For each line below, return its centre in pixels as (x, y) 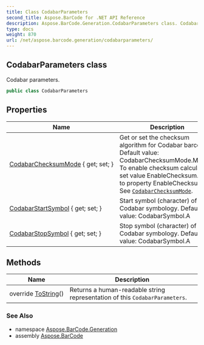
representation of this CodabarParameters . (128, 297)
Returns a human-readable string (117, 290)
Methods (24, 262)
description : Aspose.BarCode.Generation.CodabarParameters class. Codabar (103, 23)
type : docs (20, 29)
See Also (20, 316)
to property (135, 183)
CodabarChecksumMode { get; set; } (62, 164)
